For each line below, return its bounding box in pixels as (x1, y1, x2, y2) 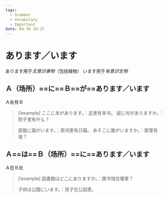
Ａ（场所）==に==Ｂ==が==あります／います (5, 84, 150, 93)
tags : (5, 7, 17, 13)
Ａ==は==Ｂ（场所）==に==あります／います (5, 150, 150, 159)
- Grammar (10, 12, 31, 17)
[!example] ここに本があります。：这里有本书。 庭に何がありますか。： (17, 110, 164, 116)
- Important (10, 21, 36, 27)
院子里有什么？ (17, 116, 50, 122)
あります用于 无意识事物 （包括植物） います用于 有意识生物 (5, 68, 128, 74)
